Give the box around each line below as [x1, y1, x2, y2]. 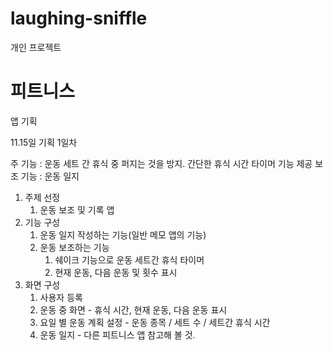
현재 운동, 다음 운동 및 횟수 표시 [54, 266, 178, 278]
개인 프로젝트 [10, 41, 62, 53]
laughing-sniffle [10, 7, 148, 30]
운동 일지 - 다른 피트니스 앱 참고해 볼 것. [39, 328, 196, 341]
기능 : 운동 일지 [20, 170, 80, 182]
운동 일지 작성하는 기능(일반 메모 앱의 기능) [39, 228, 207, 241]
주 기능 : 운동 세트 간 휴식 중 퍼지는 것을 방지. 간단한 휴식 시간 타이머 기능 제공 [10, 157, 313, 169]
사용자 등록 [39, 291, 83, 303]
